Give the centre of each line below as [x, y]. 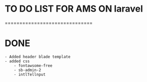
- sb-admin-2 [28, 70]
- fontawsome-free [33, 66]
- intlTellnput [30, 74]
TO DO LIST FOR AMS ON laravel [74, 9]
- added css [17, 61]
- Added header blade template [38, 57]
